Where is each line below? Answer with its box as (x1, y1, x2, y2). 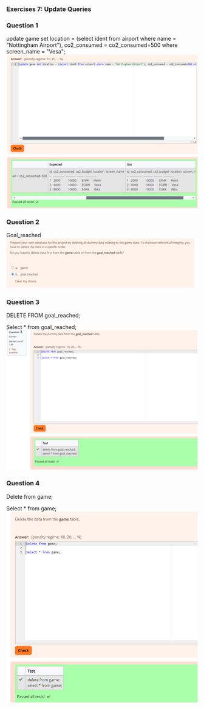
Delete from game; (6, 493, 53, 500)
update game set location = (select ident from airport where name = (6, 35, 177, 43)
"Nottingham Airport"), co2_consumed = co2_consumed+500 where (6, 41, 178, 49)
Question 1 (6, 21, 38, 29)
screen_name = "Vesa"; (6, 48, 66, 55)
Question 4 (6, 479, 40, 488)
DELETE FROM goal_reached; (6, 312, 81, 319)
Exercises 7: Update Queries (6, 5, 92, 13)
